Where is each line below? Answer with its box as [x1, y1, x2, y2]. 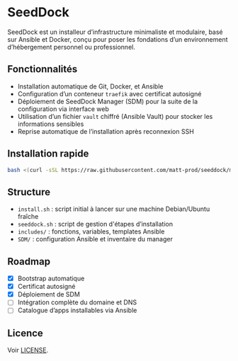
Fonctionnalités [7, 63, 78, 75]
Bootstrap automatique [17, 274, 85, 283]
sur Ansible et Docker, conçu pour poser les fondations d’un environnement [7, 35, 228, 43]
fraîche [17, 212, 39, 221]
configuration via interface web [17, 104, 110, 113]
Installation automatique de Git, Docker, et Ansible [17, 82, 164, 91]
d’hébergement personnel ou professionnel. [7, 42, 136, 51]
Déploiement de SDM [17, 290, 80, 299]
